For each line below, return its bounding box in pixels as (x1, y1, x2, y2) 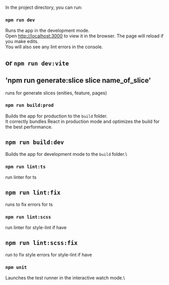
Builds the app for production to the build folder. (5, 113, 108, 119)
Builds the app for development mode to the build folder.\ (5, 151, 127, 157)
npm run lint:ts (5, 164, 46, 170)
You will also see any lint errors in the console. (5, 44, 103, 50)
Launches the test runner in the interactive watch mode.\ (5, 275, 125, 281)
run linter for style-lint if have (5, 225, 67, 231)
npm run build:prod (5, 103, 54, 108)
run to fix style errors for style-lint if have (5, 251, 92, 258)
